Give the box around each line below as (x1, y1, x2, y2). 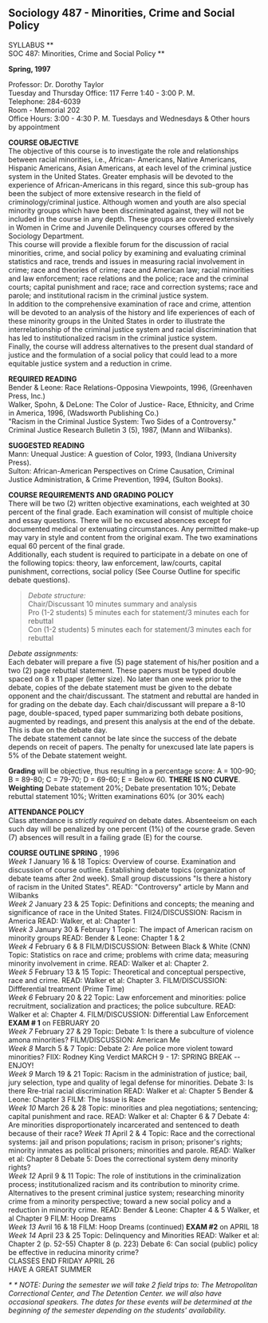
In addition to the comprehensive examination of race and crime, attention (8, 299, 251, 309)
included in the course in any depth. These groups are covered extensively (8, 214, 254, 223)
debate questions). (8, 575, 70, 585)
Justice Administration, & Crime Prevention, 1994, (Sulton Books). (8, 474, 223, 484)
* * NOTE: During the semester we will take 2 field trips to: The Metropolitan (8, 1280, 258, 1289)
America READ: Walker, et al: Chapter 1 (8, 916, 136, 925)
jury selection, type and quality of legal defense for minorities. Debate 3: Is (8, 1077, 254, 1087)
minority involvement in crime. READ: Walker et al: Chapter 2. (8, 958, 209, 968)
